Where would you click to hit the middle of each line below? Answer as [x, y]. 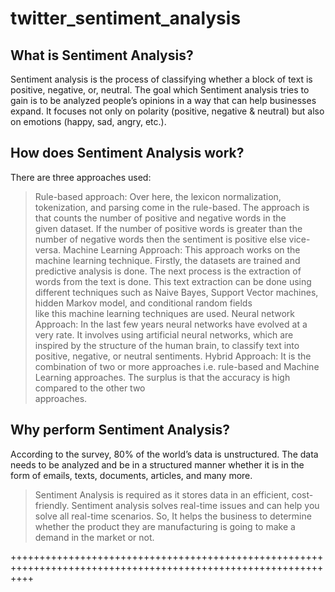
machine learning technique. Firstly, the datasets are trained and [167, 260]
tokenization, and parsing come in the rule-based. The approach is [172, 207]
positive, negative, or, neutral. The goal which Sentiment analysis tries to [160, 90]
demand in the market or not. [94, 537]
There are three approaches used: [81, 177]
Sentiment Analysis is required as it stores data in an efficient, [162, 494]
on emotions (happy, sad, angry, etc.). [88, 121]
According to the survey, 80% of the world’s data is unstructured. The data [164, 454]
